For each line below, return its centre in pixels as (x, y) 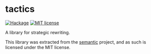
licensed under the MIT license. (38, 47)
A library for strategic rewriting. (38, 32)
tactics (20, 9)
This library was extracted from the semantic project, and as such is (76, 42)
